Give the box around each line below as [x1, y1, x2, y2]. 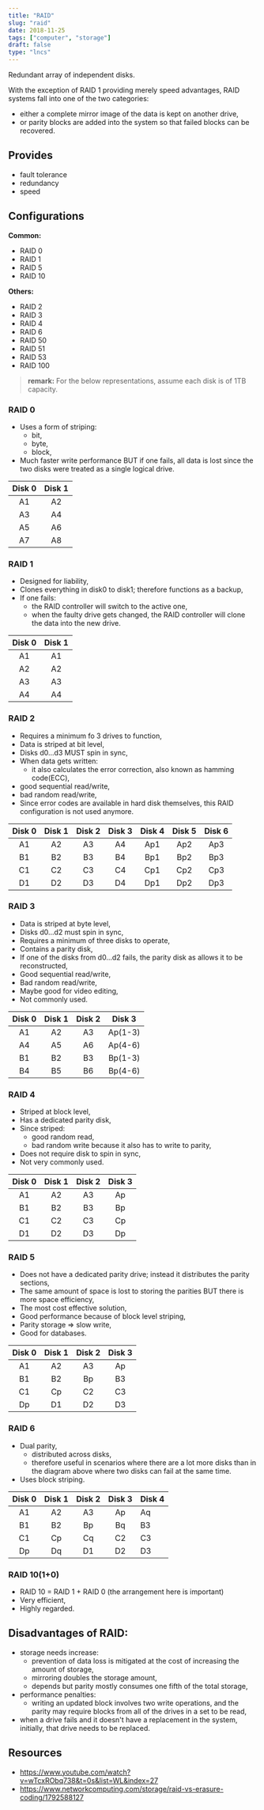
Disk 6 [204, 825, 229, 836]
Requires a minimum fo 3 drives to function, [19, 731, 162, 740]
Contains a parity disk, [19, 944, 93, 953]
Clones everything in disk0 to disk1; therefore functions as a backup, [19, 585, 243, 594]
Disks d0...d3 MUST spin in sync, [19, 748, 128, 757]
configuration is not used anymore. [19, 806, 134, 816]
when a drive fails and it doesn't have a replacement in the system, [19, 1714, 238, 1725]
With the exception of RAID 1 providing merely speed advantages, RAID [8, 85, 240, 95]
